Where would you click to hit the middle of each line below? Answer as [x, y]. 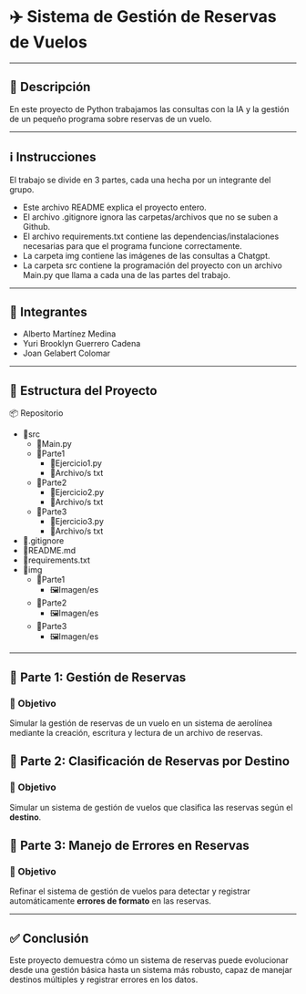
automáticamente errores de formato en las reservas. [111, 901]
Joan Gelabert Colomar [66, 353]
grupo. [22, 189]
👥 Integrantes [49, 311]
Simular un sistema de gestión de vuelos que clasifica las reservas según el [151, 807]
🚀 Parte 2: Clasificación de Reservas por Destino [149, 761]
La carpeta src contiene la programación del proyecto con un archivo [152, 265]
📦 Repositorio [36, 413]
